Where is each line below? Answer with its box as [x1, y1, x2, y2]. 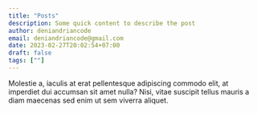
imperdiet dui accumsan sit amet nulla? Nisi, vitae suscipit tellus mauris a [8, 87, 250, 96]
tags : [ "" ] [8, 57, 45, 65]
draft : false [8, 49, 52, 57]
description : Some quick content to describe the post [8, 19, 196, 27]
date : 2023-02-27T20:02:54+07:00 [8, 42, 120, 50]
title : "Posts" [8, 11, 59, 20]
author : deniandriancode [8, 26, 92, 34]
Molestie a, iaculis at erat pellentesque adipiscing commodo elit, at [8, 78, 229, 88]
